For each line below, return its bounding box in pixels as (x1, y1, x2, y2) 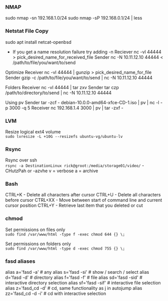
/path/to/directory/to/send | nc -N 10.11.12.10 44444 (5, 90, 112, 96)
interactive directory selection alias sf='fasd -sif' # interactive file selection (5, 280, 161, 286)
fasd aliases (5, 258, 35, 265)
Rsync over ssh (5, 157, 37, 163)
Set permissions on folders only (5, 241, 72, 247)
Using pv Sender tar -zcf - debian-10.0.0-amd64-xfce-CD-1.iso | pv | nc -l (5, 99, 159, 105)
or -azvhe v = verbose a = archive (27, 168, 98, 174)
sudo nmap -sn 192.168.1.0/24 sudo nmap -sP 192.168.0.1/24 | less (5, 15, 142, 21)
